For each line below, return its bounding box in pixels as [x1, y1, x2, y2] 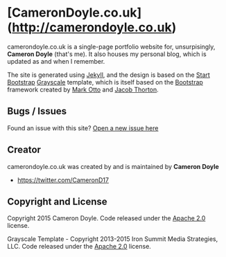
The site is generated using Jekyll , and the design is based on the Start [7, 71, 210, 79]
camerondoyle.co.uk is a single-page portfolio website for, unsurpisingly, [7, 42, 216, 51]
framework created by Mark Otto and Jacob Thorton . [7, 85, 159, 94]
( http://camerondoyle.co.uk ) [7, 19, 177, 35]
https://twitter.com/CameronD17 [17, 175, 110, 184]
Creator [7, 144, 42, 156]
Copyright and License [7, 195, 107, 207]
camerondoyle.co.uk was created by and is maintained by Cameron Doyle [7, 162, 220, 170]
